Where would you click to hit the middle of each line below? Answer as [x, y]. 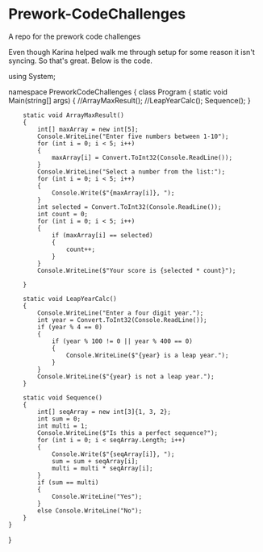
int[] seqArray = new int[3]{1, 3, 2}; [104, 412]
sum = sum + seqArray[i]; [95, 461]
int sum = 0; [59, 419]
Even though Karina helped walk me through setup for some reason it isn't [132, 52]
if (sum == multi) [68, 482]
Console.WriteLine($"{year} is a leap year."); [147, 355]
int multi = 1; [63, 426]
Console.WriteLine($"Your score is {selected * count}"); [137, 270]
